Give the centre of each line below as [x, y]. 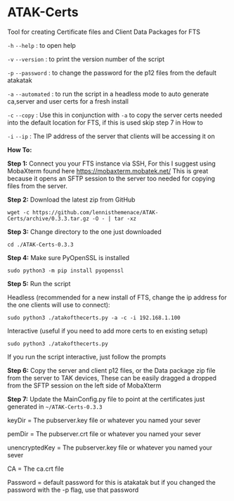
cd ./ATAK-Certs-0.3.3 [40, 245]
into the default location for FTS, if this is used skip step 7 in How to [105, 122]
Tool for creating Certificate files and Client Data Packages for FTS [104, 32]
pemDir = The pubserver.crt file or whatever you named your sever [104, 433]
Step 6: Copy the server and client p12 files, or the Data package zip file [111, 370]
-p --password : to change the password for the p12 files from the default [112, 73]
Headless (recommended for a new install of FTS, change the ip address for [117, 297]
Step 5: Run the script [39, 283]
